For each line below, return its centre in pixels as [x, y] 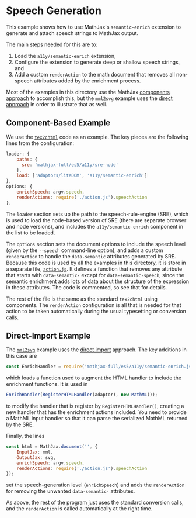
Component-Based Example [58, 123]
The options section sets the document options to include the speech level [96, 244]
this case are [22, 356]
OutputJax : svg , [36, 457]
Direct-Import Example [48, 335]
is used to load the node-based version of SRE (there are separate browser [96, 220]
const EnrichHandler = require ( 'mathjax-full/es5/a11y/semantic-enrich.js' [100, 367]
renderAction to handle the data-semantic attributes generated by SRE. [91, 256]
